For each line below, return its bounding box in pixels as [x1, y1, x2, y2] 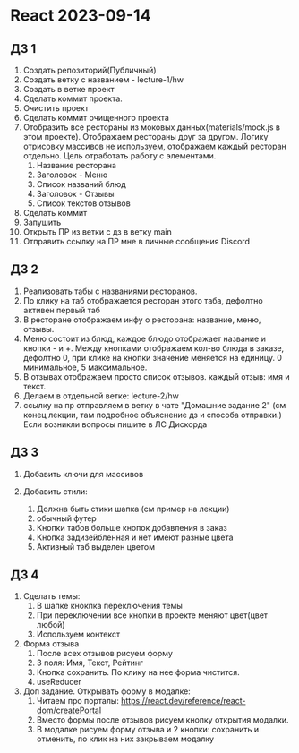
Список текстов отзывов [36, 198, 131, 209]
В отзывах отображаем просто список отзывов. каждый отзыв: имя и [22, 371, 290, 381]
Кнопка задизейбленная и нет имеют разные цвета [36, 532, 234, 543]
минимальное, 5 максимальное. [22, 362, 148, 372]
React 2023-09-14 [10, 5, 151, 26]
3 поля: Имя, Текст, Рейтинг [36, 657, 144, 668]
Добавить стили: [22, 485, 88, 497]
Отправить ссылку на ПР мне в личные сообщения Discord [22, 236, 250, 246]
